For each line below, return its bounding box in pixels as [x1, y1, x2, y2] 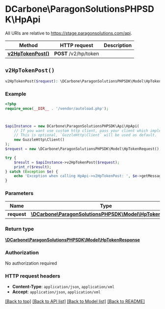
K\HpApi [5, 14, 41, 25]
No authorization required [5, 260, 57, 266]
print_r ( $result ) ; [14, 164, 52, 169]
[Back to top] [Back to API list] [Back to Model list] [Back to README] [5, 299, 145, 305]
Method [19, 42, 38, 49]
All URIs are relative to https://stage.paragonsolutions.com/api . [5, 30, 133, 36]
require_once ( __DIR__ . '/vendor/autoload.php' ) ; [5, 106, 109, 111]
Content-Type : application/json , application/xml [12, 284, 114, 290]
